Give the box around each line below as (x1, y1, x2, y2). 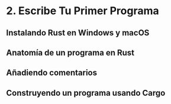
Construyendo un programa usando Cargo (6, 87, 166, 98)
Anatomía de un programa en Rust (6, 47, 135, 57)
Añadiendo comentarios (6, 68, 98, 78)
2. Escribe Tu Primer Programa (6, 4, 160, 18)
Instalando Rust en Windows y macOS (6, 28, 150, 38)
